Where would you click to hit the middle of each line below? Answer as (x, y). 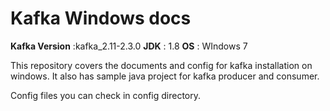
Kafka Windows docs (101, 18)
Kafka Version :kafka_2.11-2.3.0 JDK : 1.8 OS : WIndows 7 (129, 46)
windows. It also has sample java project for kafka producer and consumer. (165, 76)
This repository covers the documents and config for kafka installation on (161, 65)
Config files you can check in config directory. (106, 95)
